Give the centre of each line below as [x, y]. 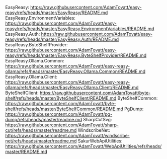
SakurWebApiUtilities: [100, 141]
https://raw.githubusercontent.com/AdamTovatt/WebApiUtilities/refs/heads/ [83, 146]
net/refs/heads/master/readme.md [41, 141]
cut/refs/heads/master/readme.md [41, 130]
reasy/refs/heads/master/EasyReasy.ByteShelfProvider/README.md [76, 55]
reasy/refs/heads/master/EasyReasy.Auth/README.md [62, 39]
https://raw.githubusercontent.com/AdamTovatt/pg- [59, 114]
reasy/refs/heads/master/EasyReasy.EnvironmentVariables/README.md [80, 29]
